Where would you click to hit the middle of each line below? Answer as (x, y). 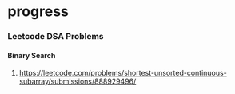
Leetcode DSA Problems (56, 37)
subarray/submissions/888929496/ (78, 81)
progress (38, 12)
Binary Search (32, 55)
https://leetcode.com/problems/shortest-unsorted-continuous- (123, 73)
